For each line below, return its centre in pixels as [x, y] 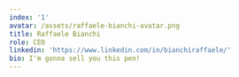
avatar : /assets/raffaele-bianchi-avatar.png [94, 26]
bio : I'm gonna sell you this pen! [75, 58]
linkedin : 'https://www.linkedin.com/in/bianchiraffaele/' [120, 50]
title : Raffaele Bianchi [55, 34]
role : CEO [27, 42]
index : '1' [29, 17]
